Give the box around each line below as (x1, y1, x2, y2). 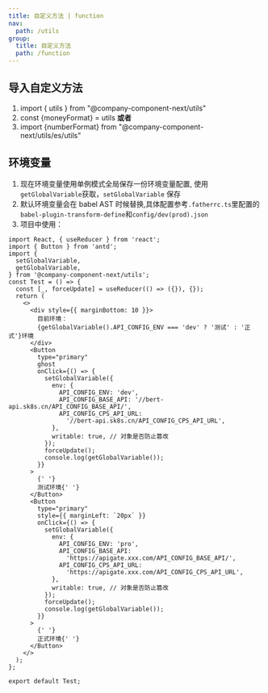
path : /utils (15, 27, 60, 35)
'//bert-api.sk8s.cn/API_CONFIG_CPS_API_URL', (65, 417, 226, 425)
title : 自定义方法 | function (8, 11, 104, 20)
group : (8, 34, 31, 43)
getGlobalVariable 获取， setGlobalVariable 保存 (19, 189, 182, 199)
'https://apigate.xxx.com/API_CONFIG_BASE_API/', (65, 554, 237, 562)
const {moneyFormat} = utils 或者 (19, 112, 132, 122)
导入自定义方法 (8, 82, 83, 95)
